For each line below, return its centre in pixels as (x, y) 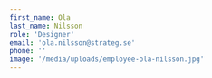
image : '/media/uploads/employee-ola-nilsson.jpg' (107, 59)
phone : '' (28, 51)
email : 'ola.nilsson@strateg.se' (72, 43)
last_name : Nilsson (46, 26)
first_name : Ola (40, 17)
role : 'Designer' (42, 34)
